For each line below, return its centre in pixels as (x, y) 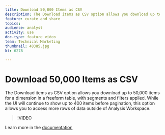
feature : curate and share (33, 19)
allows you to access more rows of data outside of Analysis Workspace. (78, 108)
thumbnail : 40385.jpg (27, 46)
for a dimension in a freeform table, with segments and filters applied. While (82, 98)
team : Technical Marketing (33, 42)
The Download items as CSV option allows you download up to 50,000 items (82, 93)
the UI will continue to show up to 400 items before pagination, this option (80, 103)
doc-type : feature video (30, 37)
